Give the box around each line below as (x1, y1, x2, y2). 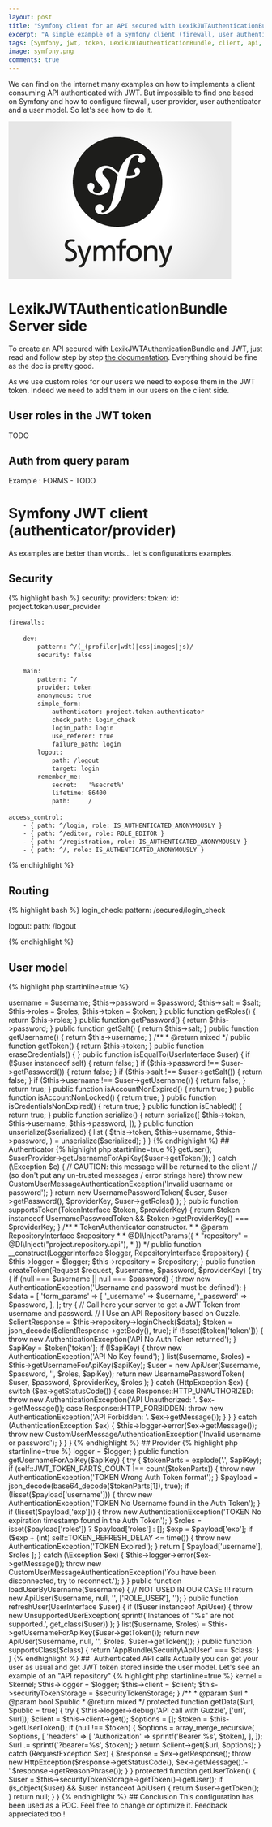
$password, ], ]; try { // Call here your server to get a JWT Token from (8, 1300, 241, 1310)
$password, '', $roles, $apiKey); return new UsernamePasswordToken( (8, 1369, 245, 1379)
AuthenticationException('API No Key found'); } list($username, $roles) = (8, 1351, 251, 1361)
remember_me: (37, 773, 82, 781)
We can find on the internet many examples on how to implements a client (8, 80, 256, 89)
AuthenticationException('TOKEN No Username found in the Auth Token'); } (8, 1498, 261, 1508)
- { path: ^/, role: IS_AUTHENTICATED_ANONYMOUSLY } (23, 846, 205, 855)
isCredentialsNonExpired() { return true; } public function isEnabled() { (8, 1101, 243, 1110)
